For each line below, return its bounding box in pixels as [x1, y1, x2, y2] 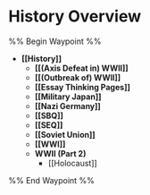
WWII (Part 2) [34, 148, 87, 158]
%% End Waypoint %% [8, 174, 95, 185]
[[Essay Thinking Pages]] [34, 81, 130, 92]
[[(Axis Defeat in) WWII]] [34, 63, 129, 73]
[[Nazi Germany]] [34, 100, 102, 111]
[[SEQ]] [34, 119, 63, 131]
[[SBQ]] [34, 110, 64, 121]
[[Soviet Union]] [34, 129, 96, 140]
